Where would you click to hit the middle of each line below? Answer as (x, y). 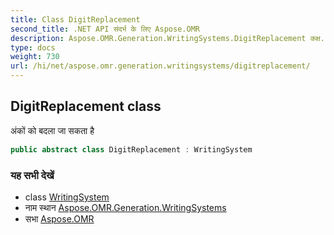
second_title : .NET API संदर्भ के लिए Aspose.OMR (105, 29)
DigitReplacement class (86, 106)
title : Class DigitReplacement (75, 19)
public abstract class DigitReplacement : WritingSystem (131, 149)
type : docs (33, 47)
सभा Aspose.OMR (59, 218)
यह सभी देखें (32, 175)
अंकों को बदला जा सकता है (52, 130)
